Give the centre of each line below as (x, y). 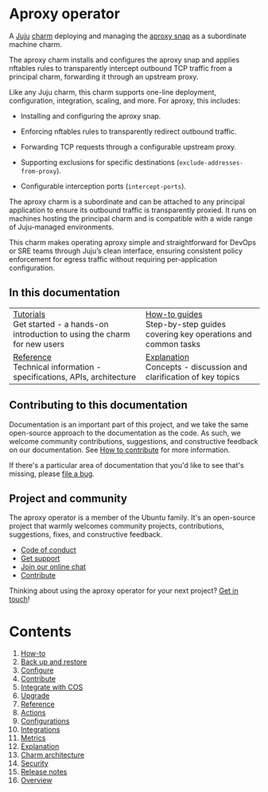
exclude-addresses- (212, 163)
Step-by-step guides (185, 324)
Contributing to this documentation (98, 406)
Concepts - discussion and (196, 367)
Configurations (45, 721)
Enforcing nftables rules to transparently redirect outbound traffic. (128, 131)
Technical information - (57, 367)
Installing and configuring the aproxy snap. (91, 115)
